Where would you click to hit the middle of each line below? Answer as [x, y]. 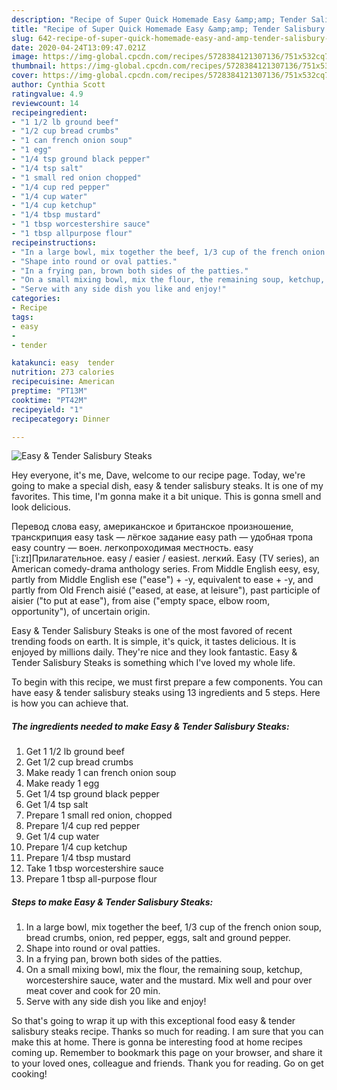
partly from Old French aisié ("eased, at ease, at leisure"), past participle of [166, 590]
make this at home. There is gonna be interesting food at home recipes [157, 1042]
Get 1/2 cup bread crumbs [79, 762]
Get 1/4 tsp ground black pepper [92, 794]
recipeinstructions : [54, 242]
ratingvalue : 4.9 [47, 94]
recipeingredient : [49, 112]
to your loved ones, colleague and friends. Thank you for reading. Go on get [167, 1063]
